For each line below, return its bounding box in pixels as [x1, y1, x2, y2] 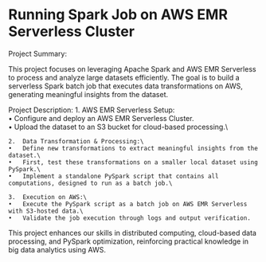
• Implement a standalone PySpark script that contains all [8, 172, 219, 180]
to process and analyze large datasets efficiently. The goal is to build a [8, 72, 241, 82]
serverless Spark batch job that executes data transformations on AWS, [8, 81, 243, 91]
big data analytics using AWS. [8, 244, 106, 254]
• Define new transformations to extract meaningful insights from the [8, 144, 259, 152]
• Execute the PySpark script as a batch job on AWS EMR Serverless [8, 200, 248, 208]
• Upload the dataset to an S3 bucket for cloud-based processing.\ [8, 122, 229, 131]
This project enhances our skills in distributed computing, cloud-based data [8, 228, 257, 237]
